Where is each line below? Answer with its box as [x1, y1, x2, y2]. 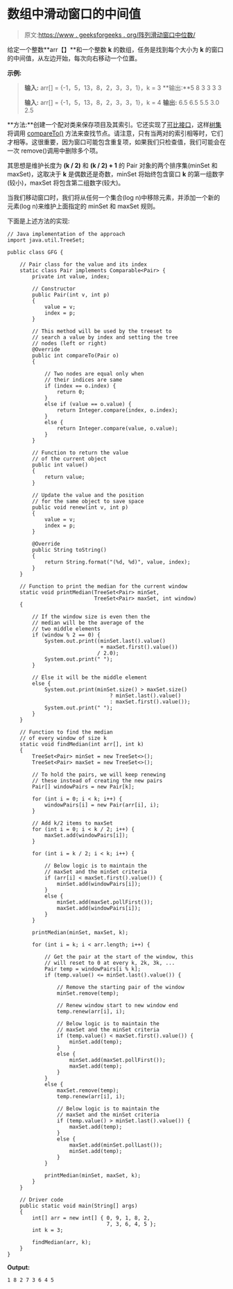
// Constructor [32, 285, 76, 292]
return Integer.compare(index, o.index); [56, 407, 178, 414]
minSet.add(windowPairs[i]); [56, 880, 141, 887]
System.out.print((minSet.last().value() [44, 637, 166, 644]
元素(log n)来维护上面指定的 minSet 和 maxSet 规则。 [7, 202, 159, 210]
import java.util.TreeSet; [7, 237, 85, 244]
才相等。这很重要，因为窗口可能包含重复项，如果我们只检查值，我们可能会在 [7, 137, 226, 146]
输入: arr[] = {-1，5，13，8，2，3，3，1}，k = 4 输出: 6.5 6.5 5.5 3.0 [24, 98, 220, 106]
